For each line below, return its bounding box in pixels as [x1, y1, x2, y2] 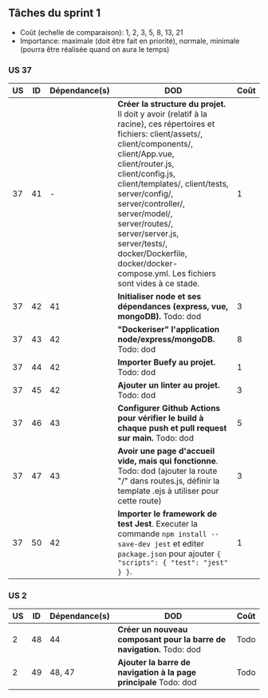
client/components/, [117, 139, 193, 150]
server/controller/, [117, 199, 186, 210]
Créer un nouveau [117, 624, 188, 635]
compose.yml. [117, 268, 171, 279]
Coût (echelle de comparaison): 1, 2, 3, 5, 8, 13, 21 [19, 27, 183, 37]
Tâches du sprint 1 [8, 6, 101, 20]
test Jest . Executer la [117, 519, 198, 530]
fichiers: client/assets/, [117, 128, 203, 140]
